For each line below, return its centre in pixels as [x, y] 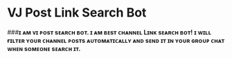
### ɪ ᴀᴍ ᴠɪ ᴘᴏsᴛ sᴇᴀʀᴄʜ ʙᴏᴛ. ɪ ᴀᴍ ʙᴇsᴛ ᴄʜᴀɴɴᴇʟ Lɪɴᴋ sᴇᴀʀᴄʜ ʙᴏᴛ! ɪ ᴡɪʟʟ [109, 32]
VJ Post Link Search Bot [77, 13]
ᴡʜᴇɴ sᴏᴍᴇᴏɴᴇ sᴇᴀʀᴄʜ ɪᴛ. [44, 48]
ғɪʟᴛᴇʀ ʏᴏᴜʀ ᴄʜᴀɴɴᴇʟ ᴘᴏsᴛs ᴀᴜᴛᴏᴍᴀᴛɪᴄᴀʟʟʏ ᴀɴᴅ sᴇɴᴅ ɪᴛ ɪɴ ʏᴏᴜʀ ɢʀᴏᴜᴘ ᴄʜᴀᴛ [116, 40]
